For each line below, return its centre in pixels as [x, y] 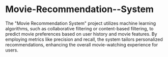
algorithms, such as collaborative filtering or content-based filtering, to [79, 28]
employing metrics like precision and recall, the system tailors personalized [84, 39]
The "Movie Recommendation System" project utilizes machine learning [81, 23]
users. [12, 50]
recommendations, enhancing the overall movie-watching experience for [82, 44]
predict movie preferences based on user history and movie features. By [81, 34]
